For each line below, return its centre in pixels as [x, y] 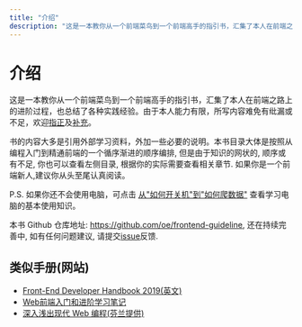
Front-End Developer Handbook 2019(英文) [102, 291]
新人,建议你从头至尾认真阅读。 [73, 176]
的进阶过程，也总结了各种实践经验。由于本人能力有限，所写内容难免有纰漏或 [151, 111]
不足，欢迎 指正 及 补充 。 [53, 123]
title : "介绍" [35, 18]
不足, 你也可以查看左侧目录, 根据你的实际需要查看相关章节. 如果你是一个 [150, 164]
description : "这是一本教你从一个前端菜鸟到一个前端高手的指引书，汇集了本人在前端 [148, 26]
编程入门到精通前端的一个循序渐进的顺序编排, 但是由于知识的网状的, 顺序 [144, 153]
